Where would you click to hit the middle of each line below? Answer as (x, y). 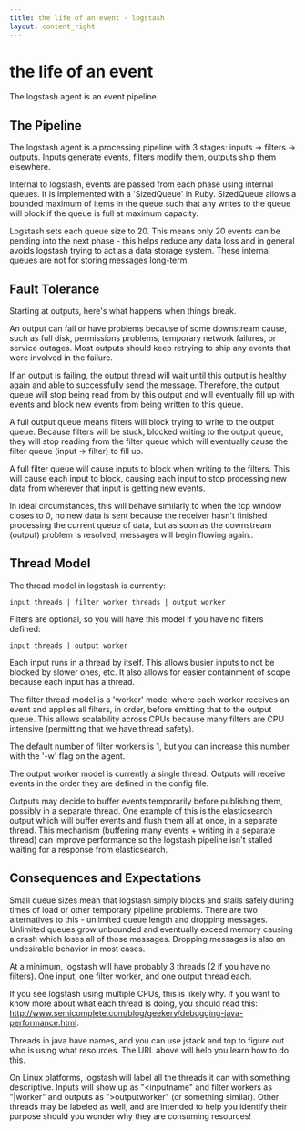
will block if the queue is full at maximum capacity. (104, 213)
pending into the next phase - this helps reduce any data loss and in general (152, 241)
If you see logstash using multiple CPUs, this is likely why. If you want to (145, 993)
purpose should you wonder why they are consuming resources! (131, 1116)
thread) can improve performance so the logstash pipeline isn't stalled (141, 839)
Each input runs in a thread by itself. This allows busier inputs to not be (142, 662)
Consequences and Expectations (106, 878)
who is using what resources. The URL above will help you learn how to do (149, 1050)
